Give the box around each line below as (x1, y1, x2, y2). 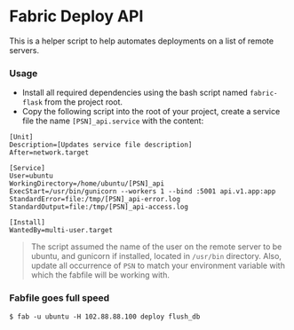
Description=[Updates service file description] (9, 140, 193, 150)
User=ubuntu (9, 171, 53, 181)
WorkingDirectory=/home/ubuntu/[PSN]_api (9, 179, 165, 188)
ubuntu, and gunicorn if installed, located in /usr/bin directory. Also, (30, 251, 282, 262)
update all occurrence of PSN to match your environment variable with (30, 260, 286, 271)
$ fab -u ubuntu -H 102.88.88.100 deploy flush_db (9, 312, 201, 321)
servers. (9, 44, 40, 55)
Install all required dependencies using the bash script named (21, 87, 249, 98)
